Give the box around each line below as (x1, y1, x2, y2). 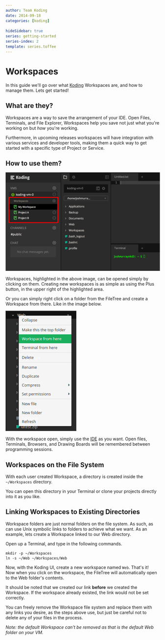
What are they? (5, 102, 53, 110)
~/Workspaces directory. (5, 479, 53, 485)
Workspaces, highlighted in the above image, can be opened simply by (5, 276, 149, 282)
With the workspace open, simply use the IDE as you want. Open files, (5, 436, 147, 442)
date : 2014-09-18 (5, 13, 41, 18)
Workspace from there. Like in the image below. (5, 301, 102, 307)
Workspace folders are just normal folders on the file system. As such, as (5, 521, 153, 527)
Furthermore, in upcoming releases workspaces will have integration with (5, 134, 154, 140)
